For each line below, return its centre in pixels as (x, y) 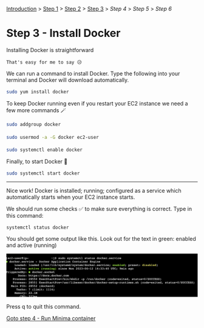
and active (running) (32, 246)
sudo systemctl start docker (43, 173)
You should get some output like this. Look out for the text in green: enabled (101, 239)
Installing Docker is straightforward (50, 50)
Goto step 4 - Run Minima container (51, 318)
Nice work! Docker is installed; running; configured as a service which (94, 191)
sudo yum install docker (38, 92)
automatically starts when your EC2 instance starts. (71, 197)
